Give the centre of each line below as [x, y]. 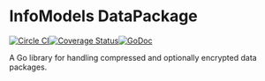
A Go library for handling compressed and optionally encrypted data [133, 57]
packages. [28, 67]
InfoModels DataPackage [104, 16]
